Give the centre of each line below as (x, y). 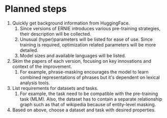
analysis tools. (35, 83)
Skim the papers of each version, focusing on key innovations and (82, 61)
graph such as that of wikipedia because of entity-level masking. (88, 104)
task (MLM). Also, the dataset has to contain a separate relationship (91, 99)
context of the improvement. (42, 66)
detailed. (29, 50)
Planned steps (36, 9)
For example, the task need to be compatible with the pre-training (89, 93)
